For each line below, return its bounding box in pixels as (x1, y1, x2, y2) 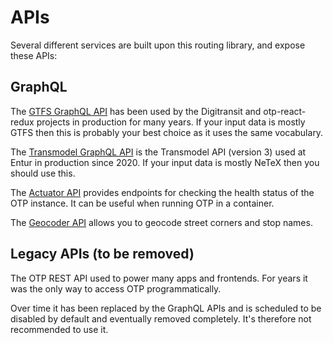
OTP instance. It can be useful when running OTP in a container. (10, 197, 275, 209)
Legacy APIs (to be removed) (10, 246, 195, 263)
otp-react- (263, 105, 307, 117)
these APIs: (10, 49, 58, 61)
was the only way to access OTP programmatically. (10, 282, 222, 295)
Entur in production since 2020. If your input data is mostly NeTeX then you (10, 156, 320, 168)
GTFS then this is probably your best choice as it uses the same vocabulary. (10, 126, 324, 138)
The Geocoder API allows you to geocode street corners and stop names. (10, 216, 313, 228)
